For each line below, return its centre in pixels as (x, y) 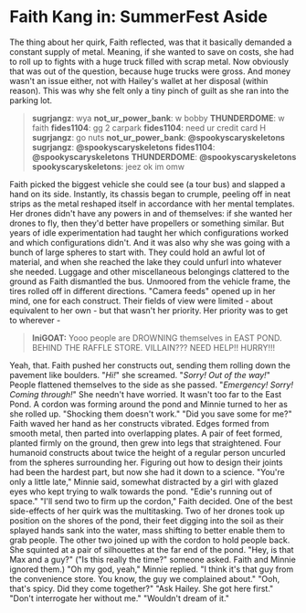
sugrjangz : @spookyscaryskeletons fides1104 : (123, 147)
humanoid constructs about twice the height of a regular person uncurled (148, 452)
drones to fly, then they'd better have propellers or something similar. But (147, 223)
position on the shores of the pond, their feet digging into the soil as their (147, 520)
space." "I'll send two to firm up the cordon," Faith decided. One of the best (151, 501)
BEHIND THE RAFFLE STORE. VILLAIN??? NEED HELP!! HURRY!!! (153, 347)
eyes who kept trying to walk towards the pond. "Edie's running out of (141, 491)
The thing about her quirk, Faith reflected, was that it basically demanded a (151, 42)
